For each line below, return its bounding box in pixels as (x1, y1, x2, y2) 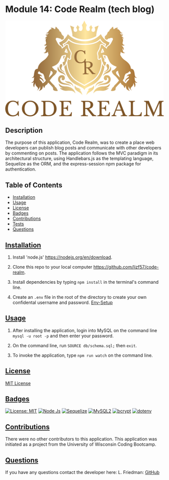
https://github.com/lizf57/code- (93, 264, 159, 270)
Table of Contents (5, 181, 63, 189)
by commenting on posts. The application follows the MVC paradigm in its (5, 150, 158, 156)
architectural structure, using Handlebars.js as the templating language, (5, 155, 154, 162)
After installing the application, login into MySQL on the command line (12, 327, 157, 333)
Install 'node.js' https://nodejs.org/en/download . (12, 254, 113, 260)
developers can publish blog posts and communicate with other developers (5, 145, 162, 151)
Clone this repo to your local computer (12, 264, 93, 270)
